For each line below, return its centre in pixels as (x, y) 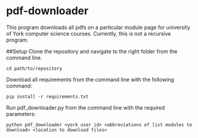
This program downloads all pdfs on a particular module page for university (98, 27)
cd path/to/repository (34, 68)
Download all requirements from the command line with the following (90, 79)
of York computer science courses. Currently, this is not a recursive (89, 33)
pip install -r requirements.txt (47, 97)
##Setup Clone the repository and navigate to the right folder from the (92, 51)
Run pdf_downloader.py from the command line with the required (85, 107)
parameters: (21, 114)
